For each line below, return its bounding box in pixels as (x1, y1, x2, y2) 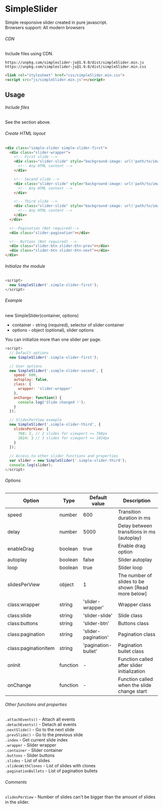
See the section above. (5, 119, 51, 125)
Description (123, 497, 151, 504)
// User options (9, 364, 42, 369)
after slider (118, 662, 143, 669)
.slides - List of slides (5, 758, 50, 763)
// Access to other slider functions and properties (9, 453, 118, 459)
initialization (118, 668, 146, 675)
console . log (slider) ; (9, 463, 53, 468)
